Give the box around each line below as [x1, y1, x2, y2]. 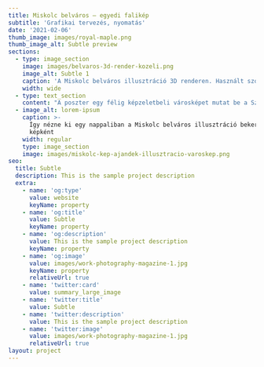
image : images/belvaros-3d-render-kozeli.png [22, 63, 174, 71]
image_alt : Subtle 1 [22, 70, 90, 78]
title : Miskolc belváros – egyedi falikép [8, 11, 149, 20]
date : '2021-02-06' [8, 26, 72, 34]
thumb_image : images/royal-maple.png [8, 33, 132, 42]
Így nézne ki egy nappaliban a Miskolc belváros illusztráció [28, 121, 237, 129]
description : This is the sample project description [15, 172, 195, 180]
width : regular [22, 135, 72, 144]
